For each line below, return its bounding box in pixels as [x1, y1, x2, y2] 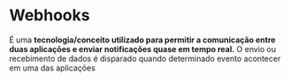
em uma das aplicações [9, 63, 95, 73]
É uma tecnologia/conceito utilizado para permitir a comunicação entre [9, 34, 276, 45]
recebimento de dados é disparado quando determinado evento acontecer [9, 53, 281, 63]
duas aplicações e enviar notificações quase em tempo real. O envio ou [9, 43, 277, 54]
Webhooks [9, 5, 90, 26]
